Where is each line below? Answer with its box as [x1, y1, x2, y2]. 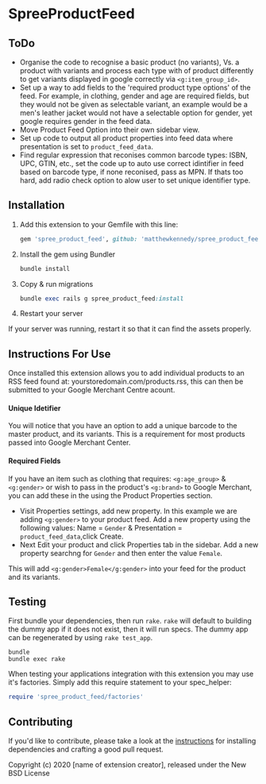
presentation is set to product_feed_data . [19, 142, 153, 151]
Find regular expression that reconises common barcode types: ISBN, [19, 150, 248, 160]
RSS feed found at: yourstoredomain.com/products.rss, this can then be [8, 377, 244, 386]
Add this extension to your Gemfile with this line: [19, 219, 179, 229]
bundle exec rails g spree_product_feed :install [19, 295, 184, 303]
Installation [8, 199, 65, 212]
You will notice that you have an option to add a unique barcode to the [8, 421, 237, 431]
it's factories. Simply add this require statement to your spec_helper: [8, 678, 232, 687]
